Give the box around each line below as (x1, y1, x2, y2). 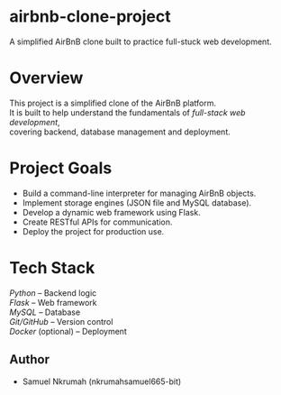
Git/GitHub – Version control (9, 316, 113, 326)
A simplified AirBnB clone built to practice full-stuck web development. (9, 36, 272, 47)
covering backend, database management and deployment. (9, 126, 231, 137)
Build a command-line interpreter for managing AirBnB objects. (22, 188, 257, 198)
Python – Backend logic (9, 287, 97, 299)
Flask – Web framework (9, 297, 97, 308)
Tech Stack (9, 258, 95, 278)
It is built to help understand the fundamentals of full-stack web (9, 106, 246, 118)
